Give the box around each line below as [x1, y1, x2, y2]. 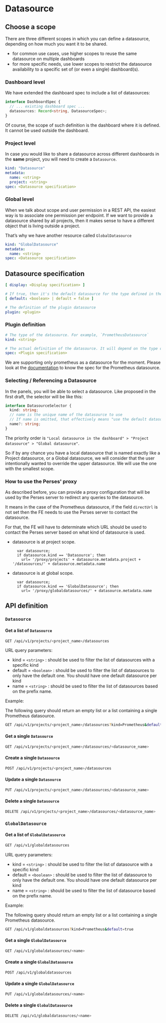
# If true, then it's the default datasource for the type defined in [5, 291, 154, 297]
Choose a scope [5, 23, 56, 31]
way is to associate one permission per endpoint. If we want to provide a [5, 212, 153, 218]
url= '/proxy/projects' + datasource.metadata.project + [21, 557, 141, 562]
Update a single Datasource [5, 776, 61, 782]
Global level [5, 196, 34, 203]
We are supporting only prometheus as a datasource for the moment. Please [5, 359, 161, 366]
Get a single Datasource [5, 733, 53, 739]
